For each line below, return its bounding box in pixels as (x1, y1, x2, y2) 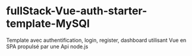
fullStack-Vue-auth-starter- (6, 4, 147, 18)
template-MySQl (6, 17, 90, 30)
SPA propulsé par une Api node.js (6, 43, 89, 50)
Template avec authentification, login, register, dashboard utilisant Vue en (6, 36, 187, 43)
